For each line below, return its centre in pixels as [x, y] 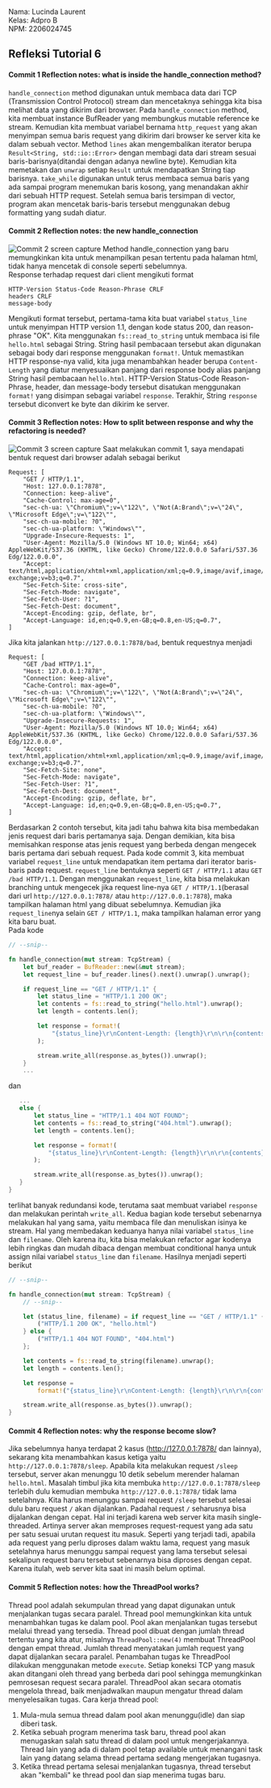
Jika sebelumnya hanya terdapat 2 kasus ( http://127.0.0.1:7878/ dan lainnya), [135, 1449]
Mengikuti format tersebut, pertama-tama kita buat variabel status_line [128, 318]
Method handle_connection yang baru [166, 248]
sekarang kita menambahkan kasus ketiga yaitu [88, 1457]
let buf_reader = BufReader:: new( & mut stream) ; [104, 967]
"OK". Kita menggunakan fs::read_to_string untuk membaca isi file [147, 335]
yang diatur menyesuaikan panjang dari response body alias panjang [146, 369]
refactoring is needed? [47, 431]
